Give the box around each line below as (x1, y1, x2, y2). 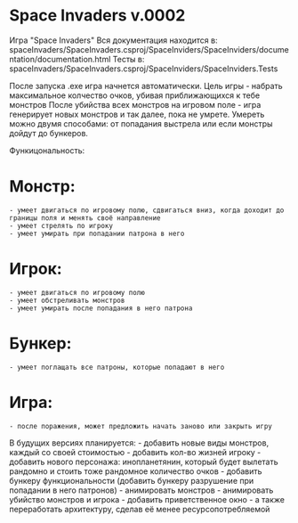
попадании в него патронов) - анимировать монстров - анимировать (9, 485, 274, 495)
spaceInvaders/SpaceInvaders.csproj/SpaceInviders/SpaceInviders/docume (9, 44, 289, 54)
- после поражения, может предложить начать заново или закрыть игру (9, 421, 273, 430)
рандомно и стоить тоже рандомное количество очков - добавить (9, 465, 262, 477)
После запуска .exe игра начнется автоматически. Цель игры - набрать (9, 80, 283, 91)
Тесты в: (112, 53, 145, 64)
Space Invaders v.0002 (9, 5, 186, 26)
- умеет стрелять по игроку (9, 221, 114, 230)
